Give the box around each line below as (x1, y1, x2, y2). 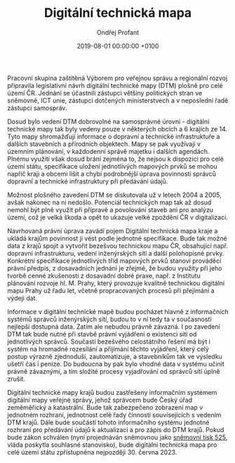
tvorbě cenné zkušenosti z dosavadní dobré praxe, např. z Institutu (7, 271, 201, 280)
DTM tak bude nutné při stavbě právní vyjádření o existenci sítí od (7, 330, 197, 338)
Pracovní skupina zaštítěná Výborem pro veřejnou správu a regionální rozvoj (7, 74, 228, 82)
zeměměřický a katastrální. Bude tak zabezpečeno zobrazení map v (7, 403, 203, 412)
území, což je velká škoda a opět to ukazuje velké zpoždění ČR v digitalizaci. (7, 213, 228, 221)
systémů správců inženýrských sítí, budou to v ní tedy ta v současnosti (7, 315, 212, 323)
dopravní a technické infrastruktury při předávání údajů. (7, 177, 168, 185)
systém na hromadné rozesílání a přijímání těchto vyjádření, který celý (7, 344, 209, 353)
